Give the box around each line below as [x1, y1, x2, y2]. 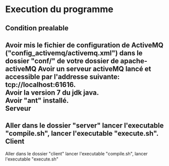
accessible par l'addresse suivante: [5, 72, 120, 81]
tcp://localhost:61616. [5, 80, 76, 89]
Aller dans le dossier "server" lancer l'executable [5, 121, 164, 130]
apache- [120, 57, 148, 65]
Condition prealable [5, 24, 69, 32]
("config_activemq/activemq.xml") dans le [5, 49, 143, 57]
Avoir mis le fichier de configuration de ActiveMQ [5, 40, 164, 49]
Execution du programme [5, 4, 114, 15]
